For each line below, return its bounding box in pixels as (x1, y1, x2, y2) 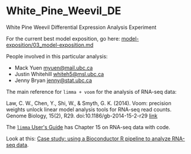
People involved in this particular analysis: (6, 53, 108, 60)
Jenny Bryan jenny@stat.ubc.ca (14, 77, 92, 84)
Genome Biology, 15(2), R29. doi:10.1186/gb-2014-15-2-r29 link (6, 112, 158, 119)
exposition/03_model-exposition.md (6, 41, 94, 48)
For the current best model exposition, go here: (6, 35, 120, 42)
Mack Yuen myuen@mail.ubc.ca (14, 64, 93, 71)
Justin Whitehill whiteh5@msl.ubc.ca (14, 70, 104, 77)
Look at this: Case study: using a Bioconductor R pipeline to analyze (6, 135, 171, 142)
